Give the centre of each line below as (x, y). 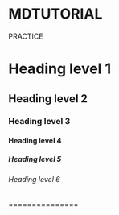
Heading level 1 (60, 69)
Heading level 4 (35, 141)
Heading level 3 (39, 122)
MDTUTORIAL (55, 14)
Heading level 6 (34, 179)
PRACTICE (26, 36)
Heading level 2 (48, 99)
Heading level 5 (35, 159)
